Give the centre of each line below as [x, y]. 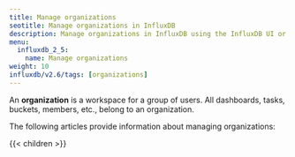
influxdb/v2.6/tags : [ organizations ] [79, 75]
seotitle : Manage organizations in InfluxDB [92, 26]
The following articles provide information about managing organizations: [142, 126]
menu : [19, 42]
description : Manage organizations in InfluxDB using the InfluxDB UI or [148, 34]
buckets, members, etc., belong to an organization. [102, 109]
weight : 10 [29, 67]
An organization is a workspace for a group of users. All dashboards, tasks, [147, 100]
